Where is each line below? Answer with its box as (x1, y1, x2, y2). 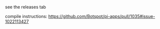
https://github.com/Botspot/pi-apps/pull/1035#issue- (48, 14, 156, 19)
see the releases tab (5, 4, 46, 10)
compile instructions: (5, 14, 47, 19)
